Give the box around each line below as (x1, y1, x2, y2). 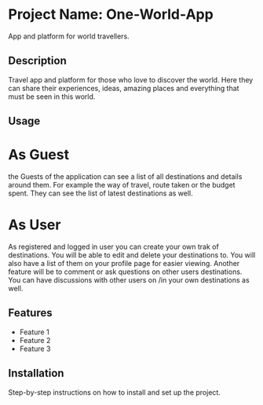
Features (8, 306, 53, 319)
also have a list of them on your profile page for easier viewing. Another (8, 259, 240, 268)
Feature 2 (19, 335, 51, 345)
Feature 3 (19, 344, 51, 353)
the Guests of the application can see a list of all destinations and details (8, 172, 243, 181)
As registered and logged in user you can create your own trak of (8, 242, 220, 252)
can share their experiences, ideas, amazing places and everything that (8, 83, 239, 93)
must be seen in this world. (8, 92, 96, 101)
